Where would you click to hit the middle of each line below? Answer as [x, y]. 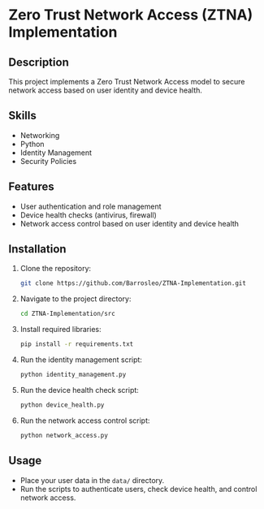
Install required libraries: [61, 330]
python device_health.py [62, 405]
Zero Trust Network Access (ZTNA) [131, 15]
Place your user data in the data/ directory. [92, 480]
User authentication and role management [91, 206]
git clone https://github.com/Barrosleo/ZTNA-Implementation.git [133, 283]
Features [31, 187]
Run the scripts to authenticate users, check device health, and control [138, 489]
